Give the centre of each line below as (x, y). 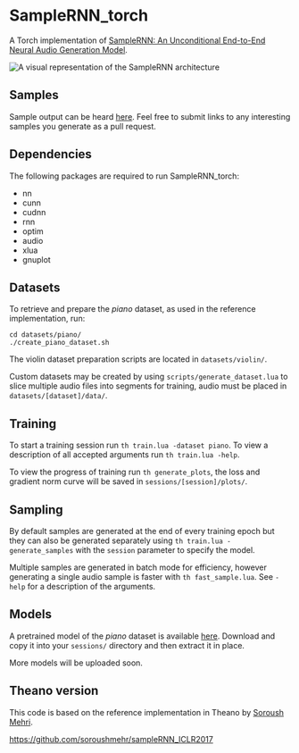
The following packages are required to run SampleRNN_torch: (124, 176)
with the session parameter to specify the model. (166, 550)
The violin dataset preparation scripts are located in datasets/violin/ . (138, 359)
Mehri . (21, 722)
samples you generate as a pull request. (83, 126)
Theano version (54, 691)
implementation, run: (47, 319)
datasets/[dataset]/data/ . (58, 396)
